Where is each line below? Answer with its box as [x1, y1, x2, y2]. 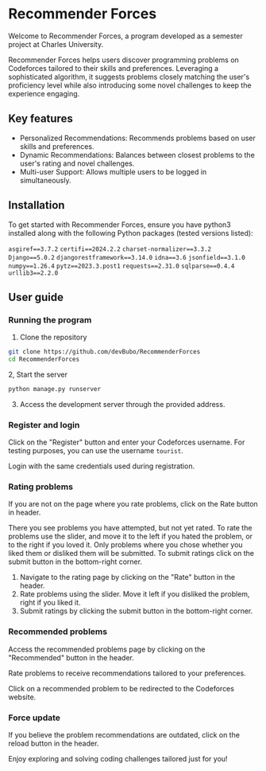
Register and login [8, 419, 80, 430]
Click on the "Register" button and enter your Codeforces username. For [8, 437, 245, 447]
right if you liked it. [19, 598, 81, 608]
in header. [8, 507, 41, 518]
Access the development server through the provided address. [19, 399, 226, 409]
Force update [8, 712, 61, 723]
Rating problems [8, 481, 74, 492]
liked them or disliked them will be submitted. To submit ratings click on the [8, 549, 254, 558]
